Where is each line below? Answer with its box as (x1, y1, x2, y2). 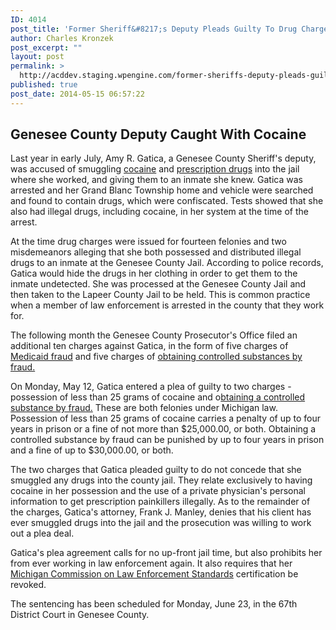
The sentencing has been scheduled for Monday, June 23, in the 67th (10, 598, 298, 610)
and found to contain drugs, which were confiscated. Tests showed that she (10, 195, 324, 207)
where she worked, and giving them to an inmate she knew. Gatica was (10, 174, 303, 186)
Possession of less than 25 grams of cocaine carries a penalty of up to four (10, 412, 321, 425)
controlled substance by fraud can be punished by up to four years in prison (10, 434, 325, 446)
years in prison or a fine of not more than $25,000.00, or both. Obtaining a (10, 423, 317, 435)
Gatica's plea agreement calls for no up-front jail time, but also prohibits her (10, 547, 323, 559)
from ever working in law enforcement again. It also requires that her (10, 557, 293, 570)
